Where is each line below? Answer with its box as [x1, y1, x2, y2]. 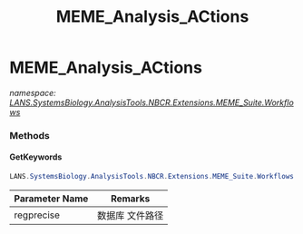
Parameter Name [14, 192, 89, 205]
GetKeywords [9, 151, 63, 162]
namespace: [9, 87, 56, 98]
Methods [9, 129, 50, 141]
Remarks [110, 192, 151, 205]
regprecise [14, 209, 61, 221]
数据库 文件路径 [96, 209, 164, 221]
